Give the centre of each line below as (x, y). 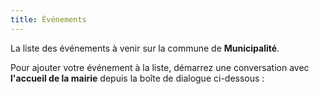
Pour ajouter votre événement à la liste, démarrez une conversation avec (160, 67)
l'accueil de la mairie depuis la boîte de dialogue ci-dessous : (137, 78)
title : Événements (48, 19)
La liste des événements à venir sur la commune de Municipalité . (145, 48)
